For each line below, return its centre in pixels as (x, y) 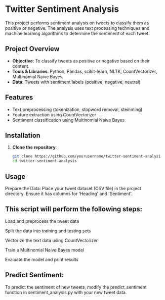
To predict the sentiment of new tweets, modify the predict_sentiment (76, 287)
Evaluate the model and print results (42, 259)
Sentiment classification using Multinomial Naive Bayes (68, 120)
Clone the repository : (35, 148)
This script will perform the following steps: (74, 209)
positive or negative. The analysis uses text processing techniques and (77, 28)
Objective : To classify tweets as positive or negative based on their (81, 61)
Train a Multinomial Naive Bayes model (44, 250)
